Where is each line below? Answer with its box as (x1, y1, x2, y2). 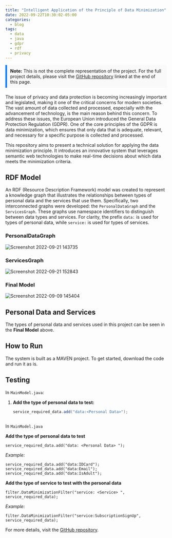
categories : (5, 17, 31, 22)
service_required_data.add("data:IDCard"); (5, 462, 100, 467)
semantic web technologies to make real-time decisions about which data (5, 152, 162, 159)
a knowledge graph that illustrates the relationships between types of (5, 192, 152, 198)
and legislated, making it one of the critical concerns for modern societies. (5, 99, 163, 105)
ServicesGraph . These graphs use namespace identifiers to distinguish (5, 208, 154, 215)
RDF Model (5, 173, 41, 182)
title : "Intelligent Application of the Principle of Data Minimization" (5, 7, 167, 13)
